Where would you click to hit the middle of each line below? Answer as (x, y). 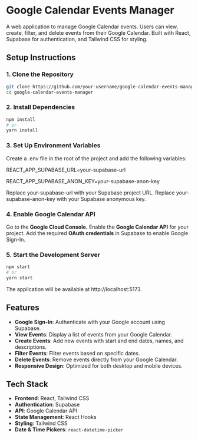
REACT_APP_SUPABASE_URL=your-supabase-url (66, 170)
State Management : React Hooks (55, 417)
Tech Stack (27, 384)
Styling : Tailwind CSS (41, 423)
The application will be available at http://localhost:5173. (74, 289)
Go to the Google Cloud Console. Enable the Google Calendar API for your (98, 227)
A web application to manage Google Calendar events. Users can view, (92, 27)
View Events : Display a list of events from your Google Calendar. (93, 334)
